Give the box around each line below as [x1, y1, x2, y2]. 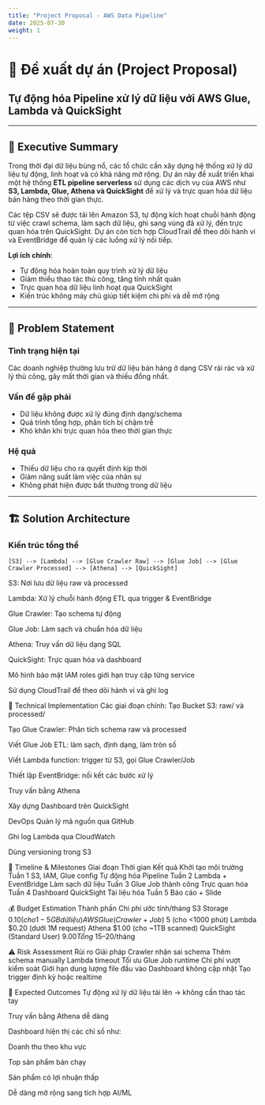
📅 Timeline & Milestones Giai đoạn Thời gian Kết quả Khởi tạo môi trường [8, 863, 244, 872]
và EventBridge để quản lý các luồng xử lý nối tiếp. [8, 235, 174, 245]
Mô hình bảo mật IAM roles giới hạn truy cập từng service [8, 670, 195, 680]
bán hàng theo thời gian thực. [8, 195, 104, 204]
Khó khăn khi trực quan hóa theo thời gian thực [19, 426, 173, 436]
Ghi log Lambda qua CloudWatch [8, 832, 116, 842]
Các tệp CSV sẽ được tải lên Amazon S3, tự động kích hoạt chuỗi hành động [8, 210, 256, 220]
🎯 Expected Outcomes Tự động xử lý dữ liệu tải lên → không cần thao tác [8, 988, 246, 997]
